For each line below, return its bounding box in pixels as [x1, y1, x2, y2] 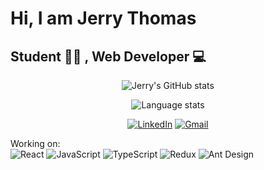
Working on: [10, 138, 61, 149]
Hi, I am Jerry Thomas [10, 7, 197, 30]
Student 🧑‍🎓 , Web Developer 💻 [10, 48, 207, 65]
